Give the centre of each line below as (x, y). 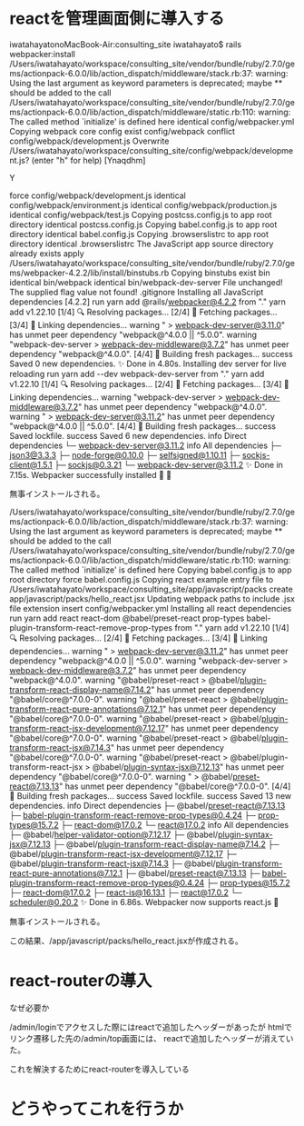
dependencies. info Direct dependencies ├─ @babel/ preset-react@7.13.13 (147, 805)
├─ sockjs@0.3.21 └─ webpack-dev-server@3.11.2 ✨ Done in (169, 464)
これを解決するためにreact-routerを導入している (100, 1069)
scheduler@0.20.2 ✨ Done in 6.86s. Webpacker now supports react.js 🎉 (144, 902)
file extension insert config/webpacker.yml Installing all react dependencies (151, 608)
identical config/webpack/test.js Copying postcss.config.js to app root (141, 214)
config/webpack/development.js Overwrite (89, 141)
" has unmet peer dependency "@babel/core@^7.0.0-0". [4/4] (175, 786)
